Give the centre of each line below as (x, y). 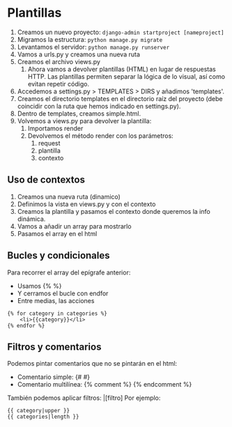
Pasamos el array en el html (57, 233)
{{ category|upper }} (39, 411)
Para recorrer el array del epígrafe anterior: (69, 272)
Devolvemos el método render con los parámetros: (101, 135)
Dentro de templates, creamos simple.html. (79, 114)
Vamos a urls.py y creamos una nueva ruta (79, 54)
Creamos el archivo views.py (59, 61)
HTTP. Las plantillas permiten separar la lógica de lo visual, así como (126, 76)
